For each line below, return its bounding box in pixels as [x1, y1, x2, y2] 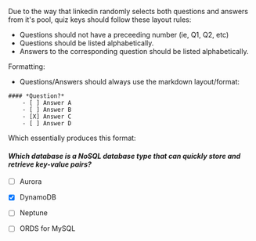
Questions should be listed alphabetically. [19, 38, 154, 48]
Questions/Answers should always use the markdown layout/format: [19, 77, 240, 86]
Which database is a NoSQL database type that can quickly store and [8, 151, 241, 160]
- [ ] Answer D [22, 120, 72, 128]
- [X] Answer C [22, 113, 72, 120]
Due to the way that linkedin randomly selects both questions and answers [8, 7, 249, 16]
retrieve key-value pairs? [8, 160, 92, 169]
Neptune [19, 208, 49, 218]
